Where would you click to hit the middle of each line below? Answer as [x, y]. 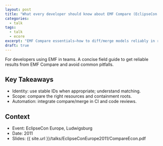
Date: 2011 [22, 133]
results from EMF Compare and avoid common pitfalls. [59, 64]
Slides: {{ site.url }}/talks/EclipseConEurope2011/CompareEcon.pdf [79, 139]
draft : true [17, 45]
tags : [10, 28]
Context [17, 117]
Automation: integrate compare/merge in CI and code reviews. [74, 102]
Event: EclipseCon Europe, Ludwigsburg [52, 128]
